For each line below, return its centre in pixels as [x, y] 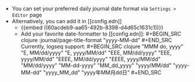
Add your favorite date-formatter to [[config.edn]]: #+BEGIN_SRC [101, 34]
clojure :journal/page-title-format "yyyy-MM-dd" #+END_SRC [96, 40]
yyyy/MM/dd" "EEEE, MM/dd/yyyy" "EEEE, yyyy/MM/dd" [91, 59]
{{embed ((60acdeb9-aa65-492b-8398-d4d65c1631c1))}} [92, 27]
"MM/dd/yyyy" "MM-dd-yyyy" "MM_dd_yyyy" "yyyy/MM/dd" [96, 65]
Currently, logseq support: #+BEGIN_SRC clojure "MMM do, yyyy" [102, 46]
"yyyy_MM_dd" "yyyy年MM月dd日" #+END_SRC [102, 72]
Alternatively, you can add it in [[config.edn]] [67, 21]
